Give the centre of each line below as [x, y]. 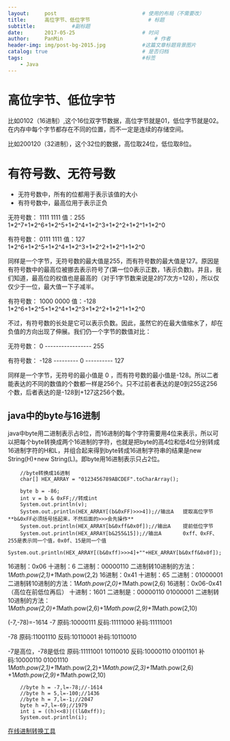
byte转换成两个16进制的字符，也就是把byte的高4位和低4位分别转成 [126, 442]
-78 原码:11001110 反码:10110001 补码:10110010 [72, 637]
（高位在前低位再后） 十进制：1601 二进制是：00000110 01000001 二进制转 [114, 592]
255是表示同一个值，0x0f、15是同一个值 [57, 541]
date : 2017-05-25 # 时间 [83, 32]
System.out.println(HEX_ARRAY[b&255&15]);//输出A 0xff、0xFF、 [119, 534]
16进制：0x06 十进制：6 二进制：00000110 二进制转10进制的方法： [102, 567]
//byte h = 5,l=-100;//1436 [60, 694]
